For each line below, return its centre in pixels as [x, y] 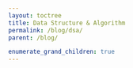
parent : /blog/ [33, 38]
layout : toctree [35, 15]
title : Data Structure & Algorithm [67, 23]
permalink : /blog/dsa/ [46, 30]
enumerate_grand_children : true [61, 52]
